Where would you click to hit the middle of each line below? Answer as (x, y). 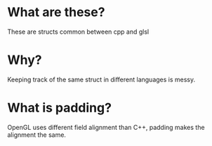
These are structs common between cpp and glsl (78, 32)
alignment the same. (37, 135)
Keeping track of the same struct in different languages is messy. (101, 79)
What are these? (56, 12)
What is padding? (60, 108)
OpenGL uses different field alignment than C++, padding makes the (106, 127)
